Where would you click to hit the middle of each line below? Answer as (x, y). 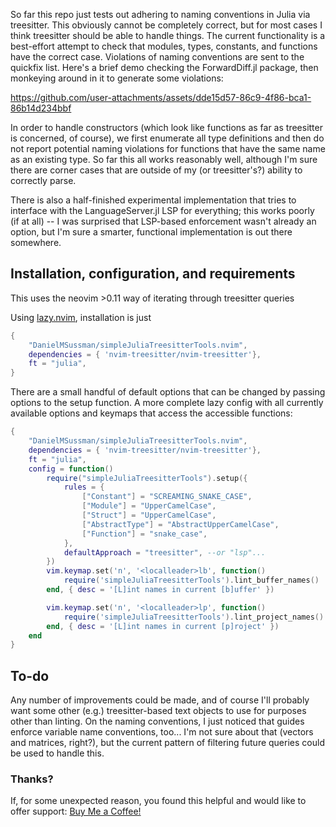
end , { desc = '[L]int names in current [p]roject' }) (163, 626)
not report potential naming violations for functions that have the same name (168, 148)
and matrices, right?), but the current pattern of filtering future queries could (167, 743)
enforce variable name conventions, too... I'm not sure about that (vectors (162, 732)
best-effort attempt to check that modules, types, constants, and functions (164, 46)
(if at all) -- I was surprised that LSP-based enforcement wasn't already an (163, 221)
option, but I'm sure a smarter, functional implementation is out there (151, 232)
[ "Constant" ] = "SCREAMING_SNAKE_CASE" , (167, 497)
